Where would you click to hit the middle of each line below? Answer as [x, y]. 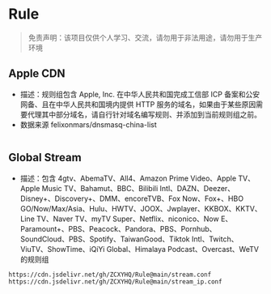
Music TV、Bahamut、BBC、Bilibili [100, 188]
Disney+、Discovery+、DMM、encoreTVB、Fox [100, 198]
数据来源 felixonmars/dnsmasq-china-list [89, 124]
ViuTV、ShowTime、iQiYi [62, 249]
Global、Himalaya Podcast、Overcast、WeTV [182, 249]
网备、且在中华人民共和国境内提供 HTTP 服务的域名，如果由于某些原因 [138, 104]
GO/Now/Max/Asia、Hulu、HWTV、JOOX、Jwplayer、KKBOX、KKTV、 [141, 208]
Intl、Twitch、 [215, 239]
